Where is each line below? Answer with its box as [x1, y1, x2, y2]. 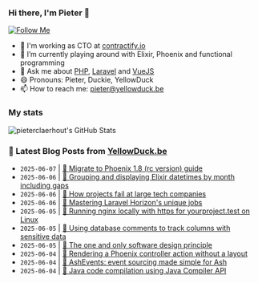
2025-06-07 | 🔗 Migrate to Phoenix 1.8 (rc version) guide [19, 164, 203, 173]
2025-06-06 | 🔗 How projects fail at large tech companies [19, 188, 207, 199]
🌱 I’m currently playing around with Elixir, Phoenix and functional [19, 50, 232, 59]
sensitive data [19, 232, 67, 241]
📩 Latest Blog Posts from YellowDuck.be [8, 145, 167, 156]
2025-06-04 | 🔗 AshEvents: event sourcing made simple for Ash [19, 257, 227, 267]
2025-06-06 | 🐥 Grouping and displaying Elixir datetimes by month [19, 172, 235, 181]
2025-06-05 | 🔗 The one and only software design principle [19, 240, 212, 249]
